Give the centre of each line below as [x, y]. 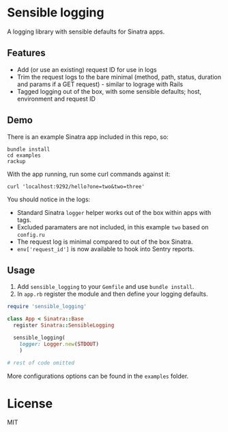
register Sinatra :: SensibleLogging [64, 326]
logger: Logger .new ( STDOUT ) [59, 344]
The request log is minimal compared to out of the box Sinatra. [105, 242]
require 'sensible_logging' [47, 307]
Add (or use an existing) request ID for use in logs [87, 69]
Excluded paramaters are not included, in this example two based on [113, 227]
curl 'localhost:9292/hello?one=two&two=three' [76, 186]
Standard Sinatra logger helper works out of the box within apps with [114, 212]
